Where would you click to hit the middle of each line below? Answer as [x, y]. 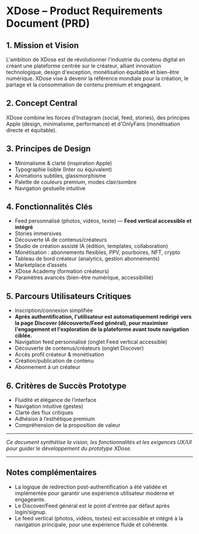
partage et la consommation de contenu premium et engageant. [84, 85]
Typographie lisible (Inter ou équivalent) [63, 169]
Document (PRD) [48, 23]
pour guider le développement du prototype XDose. [69, 449]
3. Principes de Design [49, 149]
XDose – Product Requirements [84, 11]
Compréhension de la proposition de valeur [68, 425]
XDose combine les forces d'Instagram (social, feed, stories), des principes [98, 117]
